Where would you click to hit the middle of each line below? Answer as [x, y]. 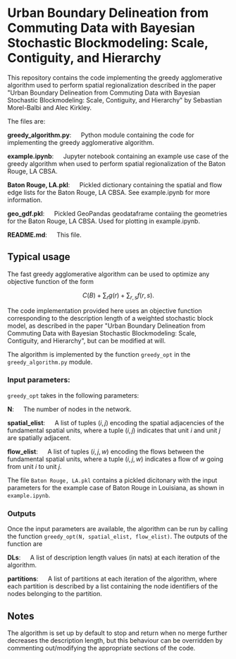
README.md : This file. [45, 234]
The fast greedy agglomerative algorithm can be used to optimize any [108, 274]
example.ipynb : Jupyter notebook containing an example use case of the [118, 156]
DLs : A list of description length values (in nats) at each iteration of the [114, 558]
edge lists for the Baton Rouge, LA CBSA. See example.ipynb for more [109, 192]
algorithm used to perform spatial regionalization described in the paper [112, 85]
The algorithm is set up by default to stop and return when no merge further [117, 633]
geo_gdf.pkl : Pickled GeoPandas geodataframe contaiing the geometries [117, 213]
